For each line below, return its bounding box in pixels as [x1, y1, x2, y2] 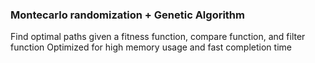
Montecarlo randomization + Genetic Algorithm [10, 8, 245, 22]
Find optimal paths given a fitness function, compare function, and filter [10, 31, 306, 43]
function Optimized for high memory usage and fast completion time [10, 41, 292, 53]
